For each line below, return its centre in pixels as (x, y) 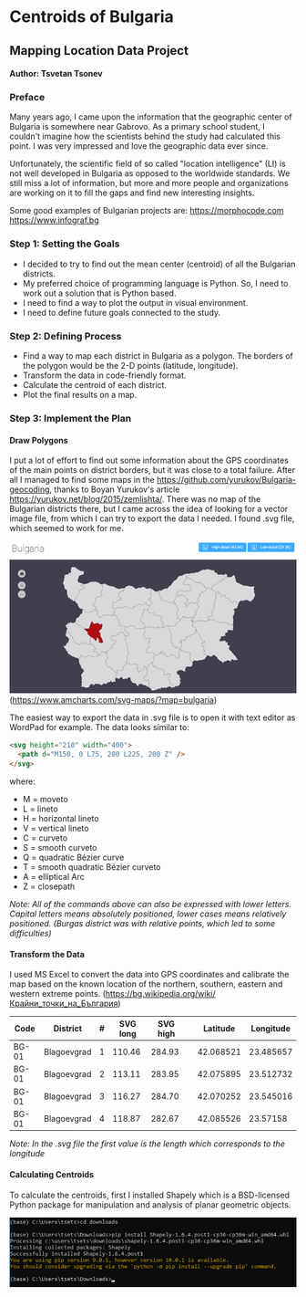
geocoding (30, 489)
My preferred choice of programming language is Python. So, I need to (155, 283)
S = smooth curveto (60, 848)
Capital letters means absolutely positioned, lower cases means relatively (148, 914)
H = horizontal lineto (61, 819)
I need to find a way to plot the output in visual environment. (135, 302)
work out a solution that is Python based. (99, 293)
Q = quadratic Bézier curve (73, 858)
